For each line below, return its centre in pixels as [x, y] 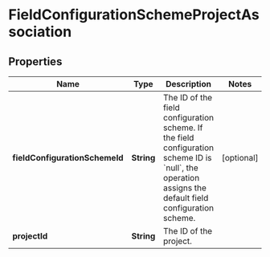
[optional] [240, 158]
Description [188, 84]
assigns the [185, 188]
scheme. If [183, 128]
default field [186, 198]
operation [182, 178]
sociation [40, 32]
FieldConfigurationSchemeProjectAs [134, 15]
